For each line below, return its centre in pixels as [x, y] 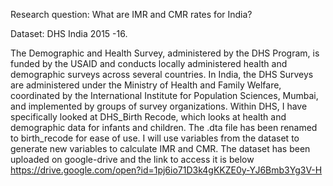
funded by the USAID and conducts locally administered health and [149, 63]
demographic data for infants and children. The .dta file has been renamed [164, 127]
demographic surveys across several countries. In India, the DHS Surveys [162, 74]
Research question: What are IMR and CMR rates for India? [131, 14]
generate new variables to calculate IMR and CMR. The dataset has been [160, 148]
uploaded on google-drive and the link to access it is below [132, 159]
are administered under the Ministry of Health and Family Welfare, [146, 85]
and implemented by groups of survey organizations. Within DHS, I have [159, 106]
